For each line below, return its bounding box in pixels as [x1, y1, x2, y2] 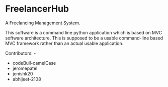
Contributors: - [5, 50, 36, 56]
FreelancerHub [5, 3, 69, 15]
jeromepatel [12, 65, 38, 71]
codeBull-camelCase [12, 60, 56, 66]
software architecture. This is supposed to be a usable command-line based [5, 35, 163, 41]
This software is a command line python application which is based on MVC [5, 29, 162, 35]
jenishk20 [12, 70, 33, 76]
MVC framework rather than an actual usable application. [5, 40, 124, 46]
